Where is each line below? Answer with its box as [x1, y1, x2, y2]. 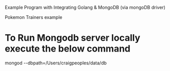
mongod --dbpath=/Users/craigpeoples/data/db [5, 60, 107, 66]
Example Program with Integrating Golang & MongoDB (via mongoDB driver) [5, 5, 166, 10]
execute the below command [5, 43, 131, 55]
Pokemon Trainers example [5, 14, 62, 20]
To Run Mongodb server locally [5, 32, 140, 44]
